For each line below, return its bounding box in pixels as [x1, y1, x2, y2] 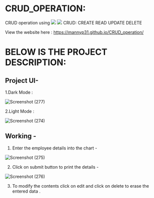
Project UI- [5, 76, 39, 85]
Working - [5, 132, 37, 140]
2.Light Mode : [5, 108, 35, 114]
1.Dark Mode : [5, 89, 33, 95]
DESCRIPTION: [5, 57, 66, 68]
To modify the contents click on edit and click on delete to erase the [12, 183, 149, 189]
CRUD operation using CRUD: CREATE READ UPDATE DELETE [5, 20, 142, 25]
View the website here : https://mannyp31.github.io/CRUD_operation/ [5, 29, 144, 35]
